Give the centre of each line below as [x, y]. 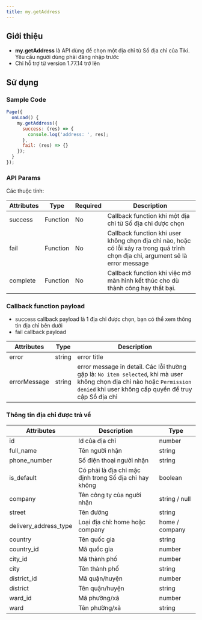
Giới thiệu [25, 36]
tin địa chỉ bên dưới [39, 326]
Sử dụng [23, 82]
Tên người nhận [100, 450]
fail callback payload [40, 332]
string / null [175, 498]
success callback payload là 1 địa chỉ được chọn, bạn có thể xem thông [103, 319]
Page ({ [14, 112]
